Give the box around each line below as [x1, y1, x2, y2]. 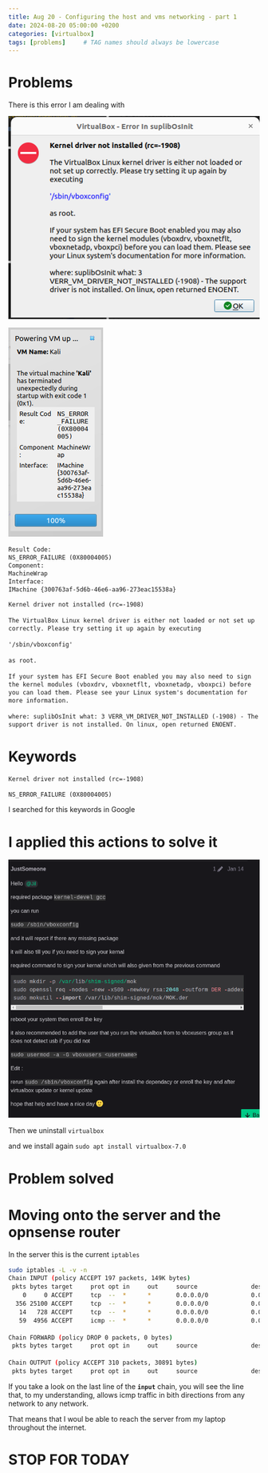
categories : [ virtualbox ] [8, 30, 94, 38]
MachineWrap [8, 570, 48, 578]
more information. [8, 697, 69, 705]
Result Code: [8, 546, 52, 554]
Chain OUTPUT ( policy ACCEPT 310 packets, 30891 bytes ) [8, 1359, 198, 1367]
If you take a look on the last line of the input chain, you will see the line [8, 1381, 245, 1391]
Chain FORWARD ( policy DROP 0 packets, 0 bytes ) [8, 1333, 173, 1342]
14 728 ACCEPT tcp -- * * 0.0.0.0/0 [18, 1308, 209, 1316]
